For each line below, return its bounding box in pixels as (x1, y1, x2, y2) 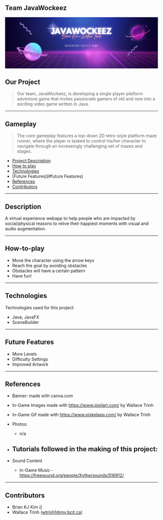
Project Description (12, 158, 51, 164)
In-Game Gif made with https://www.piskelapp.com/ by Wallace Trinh (12, 412, 151, 418)
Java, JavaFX (12, 314, 40, 320)
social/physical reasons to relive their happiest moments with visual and (5, 220, 149, 226)
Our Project (5, 78, 40, 86)
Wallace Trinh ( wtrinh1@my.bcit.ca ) (12, 509, 83, 515)
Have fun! (12, 273, 32, 279)
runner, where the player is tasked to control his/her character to (16, 138, 147, 144)
